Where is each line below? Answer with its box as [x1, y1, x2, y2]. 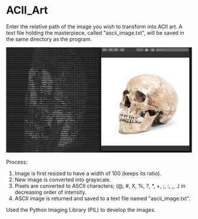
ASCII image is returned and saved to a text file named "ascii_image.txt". [14, 195, 191, 202]
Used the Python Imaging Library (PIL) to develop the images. [6, 207, 156, 214]
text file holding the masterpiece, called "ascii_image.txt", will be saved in [6, 29, 184, 36]
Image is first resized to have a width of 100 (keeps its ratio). [14, 170, 161, 177]
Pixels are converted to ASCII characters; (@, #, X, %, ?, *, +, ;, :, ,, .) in [14, 182, 186, 190]
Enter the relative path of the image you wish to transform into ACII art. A [6, 23, 183, 30]
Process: [6, 158, 28, 165]
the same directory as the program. [6, 35, 93, 42]
